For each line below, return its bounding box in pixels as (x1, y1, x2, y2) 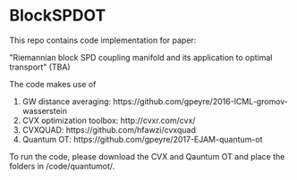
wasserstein (21, 105, 67, 116)
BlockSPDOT (9, 5, 106, 26)
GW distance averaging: (21, 95, 112, 107)
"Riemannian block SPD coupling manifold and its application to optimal (9, 52, 273, 62)
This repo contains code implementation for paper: (9, 35, 197, 45)
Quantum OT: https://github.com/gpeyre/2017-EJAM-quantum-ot (21, 134, 263, 144)
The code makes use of (9, 78, 97, 89)
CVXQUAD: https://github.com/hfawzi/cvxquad (21, 124, 197, 135)
